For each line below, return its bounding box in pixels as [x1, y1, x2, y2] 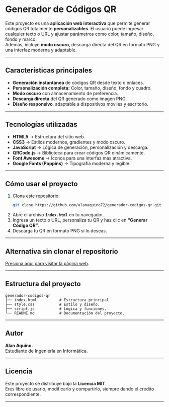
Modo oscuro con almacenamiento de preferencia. [12, 90, 118, 96]
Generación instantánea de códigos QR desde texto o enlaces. [12, 79, 144, 86]
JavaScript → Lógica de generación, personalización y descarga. [12, 144, 149, 150]
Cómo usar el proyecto [5, 180, 78, 188]
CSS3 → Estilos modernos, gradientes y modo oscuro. [12, 139, 126, 145]
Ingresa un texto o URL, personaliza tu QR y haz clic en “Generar [12, 217, 148, 223]
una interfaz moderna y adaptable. [5, 47, 77, 53]
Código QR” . [12, 222, 39, 228]
